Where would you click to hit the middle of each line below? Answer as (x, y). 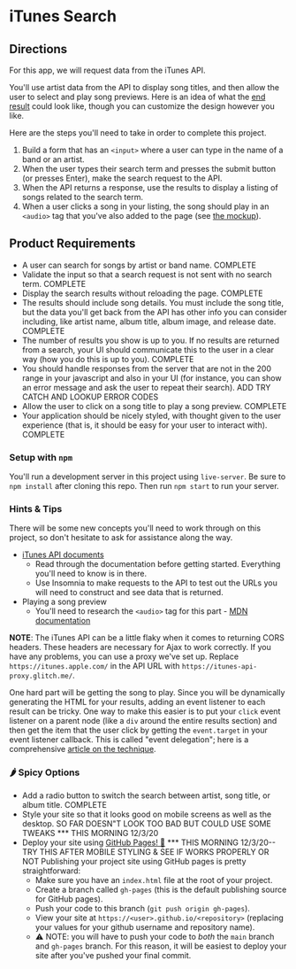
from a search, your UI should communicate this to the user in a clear (148, 349)
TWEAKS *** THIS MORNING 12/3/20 (90, 833)
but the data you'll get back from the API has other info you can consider (154, 312)
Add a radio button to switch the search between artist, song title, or (146, 795)
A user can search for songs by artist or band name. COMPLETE (139, 265)
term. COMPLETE (54, 283)
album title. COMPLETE (65, 804)
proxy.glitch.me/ (41, 676)
